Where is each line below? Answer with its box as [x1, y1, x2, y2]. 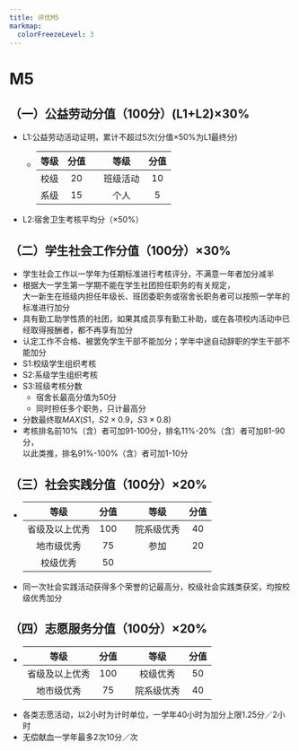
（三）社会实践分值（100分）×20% [9, 476, 208, 492]
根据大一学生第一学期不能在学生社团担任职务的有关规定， [22, 280, 235, 291]
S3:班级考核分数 [22, 380, 83, 391]
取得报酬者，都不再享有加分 [30, 325, 133, 336]
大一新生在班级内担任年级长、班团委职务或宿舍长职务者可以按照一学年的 [22, 291, 290, 301]
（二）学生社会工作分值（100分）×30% [9, 243, 232, 258]
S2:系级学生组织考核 [22, 370, 99, 380]
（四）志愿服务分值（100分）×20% [9, 621, 208, 637]
